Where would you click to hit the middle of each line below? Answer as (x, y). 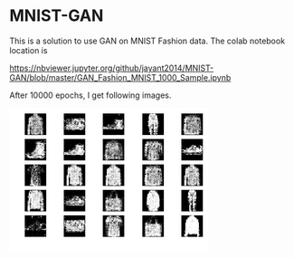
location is (28, 50)
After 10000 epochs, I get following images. (90, 95)
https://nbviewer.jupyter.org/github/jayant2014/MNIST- (112, 68)
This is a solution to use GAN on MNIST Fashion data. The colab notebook (147, 41)
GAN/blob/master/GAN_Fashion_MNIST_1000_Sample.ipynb (120, 77)
